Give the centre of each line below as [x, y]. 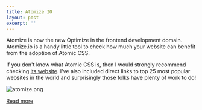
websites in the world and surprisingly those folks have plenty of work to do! [101, 78]
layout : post [23, 18]
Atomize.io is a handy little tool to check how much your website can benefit [101, 47]
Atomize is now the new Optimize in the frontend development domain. [94, 40]
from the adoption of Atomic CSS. [48, 53]
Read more [20, 101]
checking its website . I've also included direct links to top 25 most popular [98, 71]
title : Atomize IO [29, 12]
